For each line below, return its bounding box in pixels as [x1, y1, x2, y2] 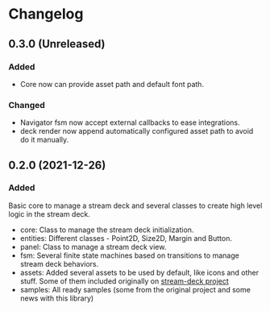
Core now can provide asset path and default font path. [19, 79, 204, 89]
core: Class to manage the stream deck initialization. [19, 225, 194, 234]
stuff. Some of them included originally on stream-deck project [19, 276, 230, 286]
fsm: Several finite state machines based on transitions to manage [19, 251, 239, 260]
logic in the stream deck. [8, 209, 91, 218]
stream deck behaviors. [19, 259, 99, 268]
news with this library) [19, 293, 94, 303]
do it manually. [19, 135, 69, 145]
